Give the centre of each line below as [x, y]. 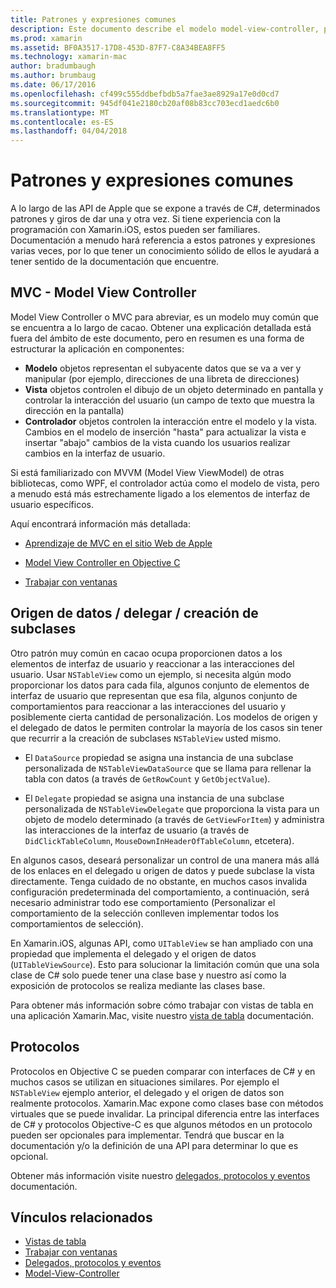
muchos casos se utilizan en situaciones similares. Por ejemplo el [145, 1082]
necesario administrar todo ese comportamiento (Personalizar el [143, 902]
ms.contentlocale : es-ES [62, 122]
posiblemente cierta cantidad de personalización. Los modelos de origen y [164, 717]
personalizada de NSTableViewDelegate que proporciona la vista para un [172, 808]
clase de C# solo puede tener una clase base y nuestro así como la [148, 975]
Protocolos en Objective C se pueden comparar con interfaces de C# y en [163, 1071]
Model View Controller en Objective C [102, 562]
